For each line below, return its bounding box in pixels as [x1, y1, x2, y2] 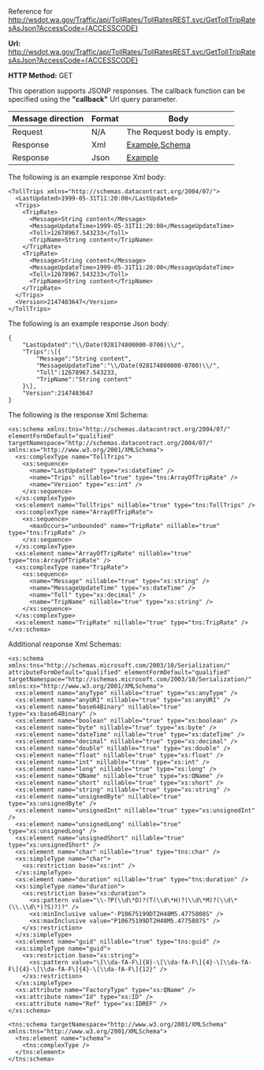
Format [91, 114, 120, 124]
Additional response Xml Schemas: [8, 639, 122, 649]
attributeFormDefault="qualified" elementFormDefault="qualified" [8, 668, 231, 676]
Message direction [12, 114, 84, 124]
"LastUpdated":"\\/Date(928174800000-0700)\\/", [22, 341, 185, 349]
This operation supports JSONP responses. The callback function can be [8, 86, 246, 95]
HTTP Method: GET [8, 71, 73, 80]
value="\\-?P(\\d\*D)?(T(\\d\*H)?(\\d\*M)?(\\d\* [71, 896, 238, 904]
